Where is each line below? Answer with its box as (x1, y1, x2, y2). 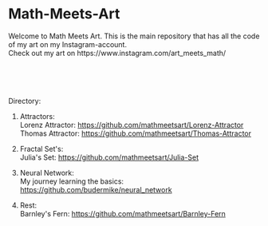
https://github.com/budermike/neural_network (19, 184, 173, 194)
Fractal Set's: (19, 144, 64, 153)
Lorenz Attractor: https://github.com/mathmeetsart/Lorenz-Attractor (19, 120, 244, 129)
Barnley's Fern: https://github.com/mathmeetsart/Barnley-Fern (19, 208, 226, 218)
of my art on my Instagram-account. (8, 39, 128, 49)
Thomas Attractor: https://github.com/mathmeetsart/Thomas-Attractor (19, 129, 252, 138)
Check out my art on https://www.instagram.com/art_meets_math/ (8, 48, 227, 57)
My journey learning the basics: (19, 176, 124, 186)
